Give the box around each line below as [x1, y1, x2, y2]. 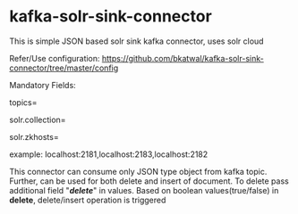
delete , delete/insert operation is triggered [9, 194, 166, 205]
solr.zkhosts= [9, 131, 60, 142]
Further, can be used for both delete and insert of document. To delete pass [9, 176, 289, 186]
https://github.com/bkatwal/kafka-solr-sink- [101, 53, 264, 63]
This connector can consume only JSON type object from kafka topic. [9, 166, 268, 177]
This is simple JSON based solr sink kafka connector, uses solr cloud [9, 36, 264, 46]
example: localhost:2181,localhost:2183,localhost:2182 [9, 149, 209, 160]
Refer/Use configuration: [9, 53, 100, 63]
